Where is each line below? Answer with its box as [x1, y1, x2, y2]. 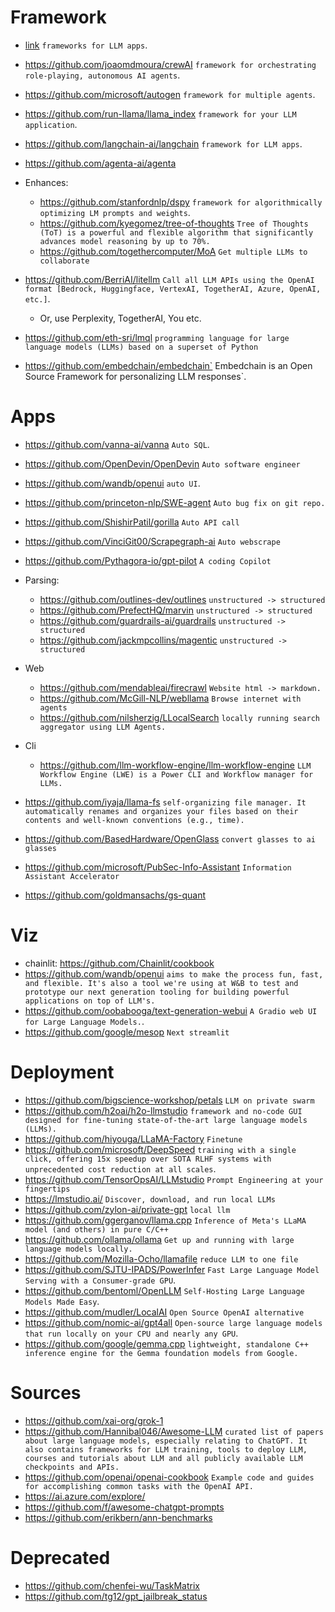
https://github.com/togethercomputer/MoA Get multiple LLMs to [39, 245, 308, 257]
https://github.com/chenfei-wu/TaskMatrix [24, 1579, 200, 1591]
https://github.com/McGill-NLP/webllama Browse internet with [39, 692, 302, 704]
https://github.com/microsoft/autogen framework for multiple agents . [24, 88, 316, 100]
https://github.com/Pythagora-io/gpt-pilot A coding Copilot [24, 554, 272, 566]
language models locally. [24, 1244, 133, 1254]
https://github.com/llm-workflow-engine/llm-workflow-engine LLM [39, 759, 312, 771]
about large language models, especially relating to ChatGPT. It [24, 1436, 308, 1446]
